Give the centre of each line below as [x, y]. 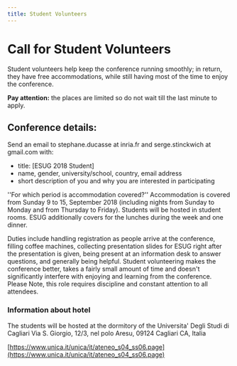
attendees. [23, 291]
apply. [16, 105]
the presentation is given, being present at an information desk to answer [114, 254]
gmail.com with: [31, 152]
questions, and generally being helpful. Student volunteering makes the [112, 262]
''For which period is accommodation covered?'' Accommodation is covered [119, 195]
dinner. [18, 225]
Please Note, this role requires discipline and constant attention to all [108, 284]
